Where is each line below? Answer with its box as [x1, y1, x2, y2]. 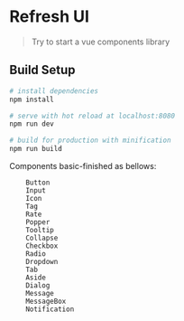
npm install [9, 95, 54, 104]
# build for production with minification [9, 136, 171, 146]
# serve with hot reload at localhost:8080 [9, 111, 176, 120]
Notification [25, 305, 75, 314]
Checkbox [25, 241, 59, 250]
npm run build [9, 145, 63, 154]
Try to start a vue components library [31, 36, 170, 47]
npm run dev [9, 119, 54, 128]
